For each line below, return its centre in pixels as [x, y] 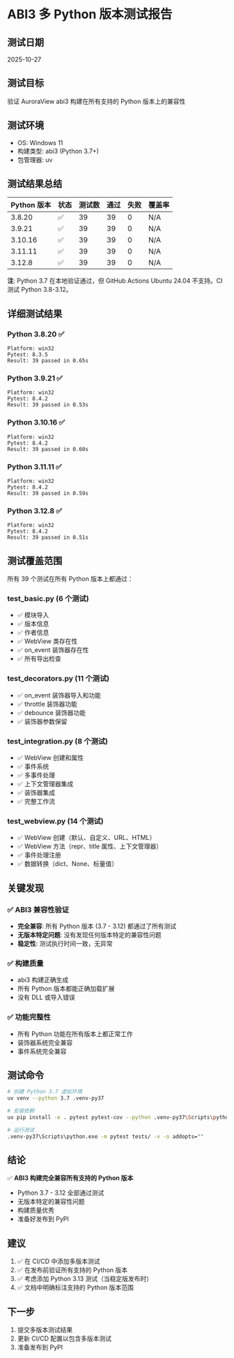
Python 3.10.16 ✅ [36, 422]
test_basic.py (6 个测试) [48, 599]
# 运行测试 [21, 1130]
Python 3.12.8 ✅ [35, 510]
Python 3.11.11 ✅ [35, 466]
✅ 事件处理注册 [39, 855]
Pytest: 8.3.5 [28, 355]
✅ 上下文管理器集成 [45, 784]
